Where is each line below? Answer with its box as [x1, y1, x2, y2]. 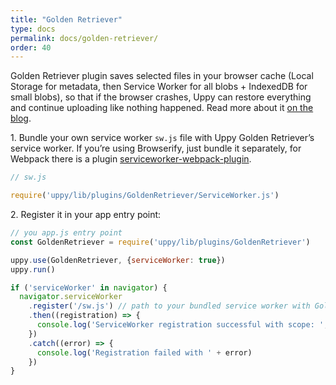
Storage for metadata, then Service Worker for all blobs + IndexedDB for [10, 81, 308, 93]
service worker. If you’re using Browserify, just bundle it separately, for [10, 142, 302, 155]
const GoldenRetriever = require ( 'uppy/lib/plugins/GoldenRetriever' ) [10, 237, 311, 247]
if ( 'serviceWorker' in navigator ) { [10, 282, 168, 293]
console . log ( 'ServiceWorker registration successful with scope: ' [36, 320, 325, 330]
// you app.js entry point [10, 228, 123, 238]
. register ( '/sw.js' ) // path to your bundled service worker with [28, 301, 311, 311]
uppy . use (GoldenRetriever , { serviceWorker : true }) [10, 255, 226, 265]
